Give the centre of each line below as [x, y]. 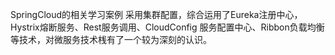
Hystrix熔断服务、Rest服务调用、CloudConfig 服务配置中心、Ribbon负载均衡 [167, 27]
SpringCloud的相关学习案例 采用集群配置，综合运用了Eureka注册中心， [156, 14]
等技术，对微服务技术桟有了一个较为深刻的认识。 [111, 39]
